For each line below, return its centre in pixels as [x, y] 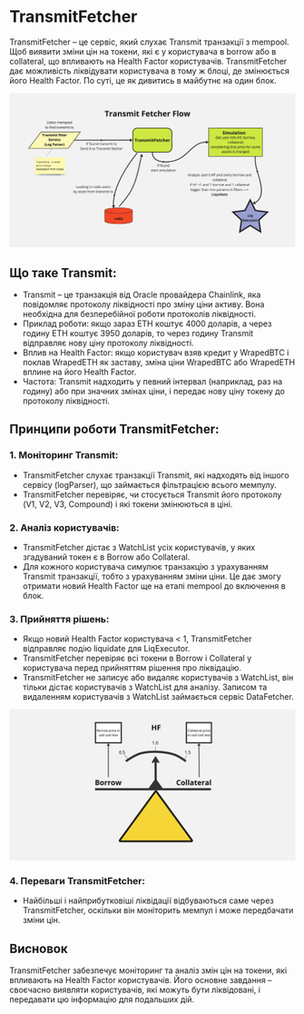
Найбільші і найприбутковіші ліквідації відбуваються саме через [148, 900]
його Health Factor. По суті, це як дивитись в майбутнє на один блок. [143, 80]
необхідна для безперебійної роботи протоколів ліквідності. [139, 313]
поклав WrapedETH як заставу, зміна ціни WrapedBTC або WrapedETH [159, 362]
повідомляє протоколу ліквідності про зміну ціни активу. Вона [143, 304]
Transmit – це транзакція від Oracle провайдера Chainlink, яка [142, 294]
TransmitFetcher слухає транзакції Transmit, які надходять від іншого [156, 475]
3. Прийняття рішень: [59, 619]
